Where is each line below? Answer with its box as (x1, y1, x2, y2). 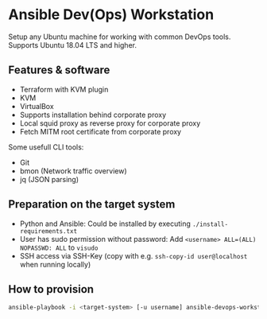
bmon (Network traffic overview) (19, 165, 127, 176)
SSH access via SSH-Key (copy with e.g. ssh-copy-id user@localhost (19, 251, 248, 260)
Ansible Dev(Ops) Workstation (8, 6, 215, 24)
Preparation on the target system (8, 197, 176, 212)
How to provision (8, 282, 94, 296)
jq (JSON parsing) (19, 174, 79, 184)
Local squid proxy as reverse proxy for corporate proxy (19, 118, 201, 128)
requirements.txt (19, 227, 78, 235)
